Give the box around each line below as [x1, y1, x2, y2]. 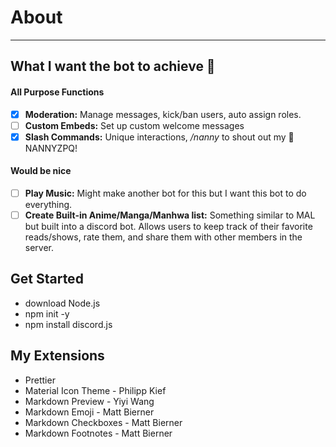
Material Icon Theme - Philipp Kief [24, 384, 167, 396]
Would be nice [10, 165, 72, 177]
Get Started [10, 271, 84, 288]
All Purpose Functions [10, 86, 105, 98]
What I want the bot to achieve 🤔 [10, 58, 216, 75]
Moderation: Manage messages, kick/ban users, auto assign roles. [24, 108, 302, 120]
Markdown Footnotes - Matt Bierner [24, 427, 173, 439]
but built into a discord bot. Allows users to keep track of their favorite [24, 221, 313, 233]
